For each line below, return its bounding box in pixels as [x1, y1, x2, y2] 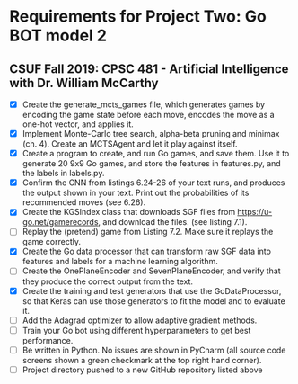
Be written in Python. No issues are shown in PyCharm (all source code [22, 344, 286, 355]
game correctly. [22, 237, 82, 247]
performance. [22, 335, 74, 345]
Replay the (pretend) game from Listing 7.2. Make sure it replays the [22, 227, 274, 237]
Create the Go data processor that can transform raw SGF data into [22, 246, 272, 257]
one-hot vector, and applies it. [22, 119, 135, 129]
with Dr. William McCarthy [9, 75, 159, 91]
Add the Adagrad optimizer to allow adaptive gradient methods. [22, 315, 258, 326]
